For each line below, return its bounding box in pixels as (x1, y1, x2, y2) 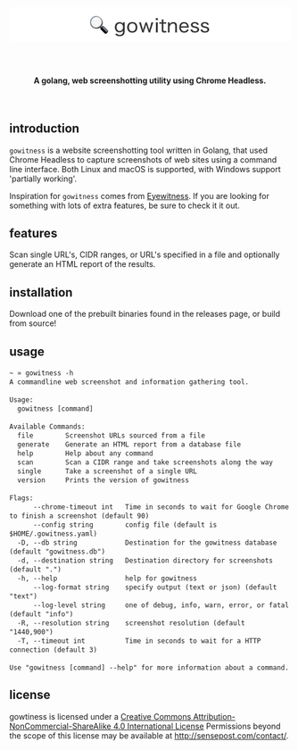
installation (9, 285, 73, 300)
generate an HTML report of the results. (9, 259, 156, 270)
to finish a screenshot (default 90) (9, 511, 150, 521)
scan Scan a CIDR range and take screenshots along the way (17, 457, 274, 467)
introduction (9, 121, 80, 137)
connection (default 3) (9, 645, 98, 654)
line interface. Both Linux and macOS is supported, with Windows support (9, 163, 281, 174)
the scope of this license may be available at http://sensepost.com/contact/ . (9, 729, 289, 741)
